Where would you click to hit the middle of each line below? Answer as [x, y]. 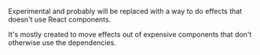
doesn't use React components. [60, 19]
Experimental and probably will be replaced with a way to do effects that [125, 11]
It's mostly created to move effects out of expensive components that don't [130, 34]
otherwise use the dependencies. [62, 43]
